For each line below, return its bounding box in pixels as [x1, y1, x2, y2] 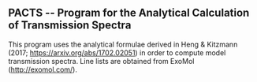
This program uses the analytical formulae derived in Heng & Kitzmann [8, 39, 238, 49]
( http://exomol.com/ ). [8, 65, 77, 74]
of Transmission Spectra [8, 19, 132, 32]
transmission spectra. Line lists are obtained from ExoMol [8, 56, 195, 65]
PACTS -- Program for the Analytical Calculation [8, 6, 250, 20]
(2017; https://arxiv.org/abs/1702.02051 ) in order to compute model [8, 47, 226, 58]
